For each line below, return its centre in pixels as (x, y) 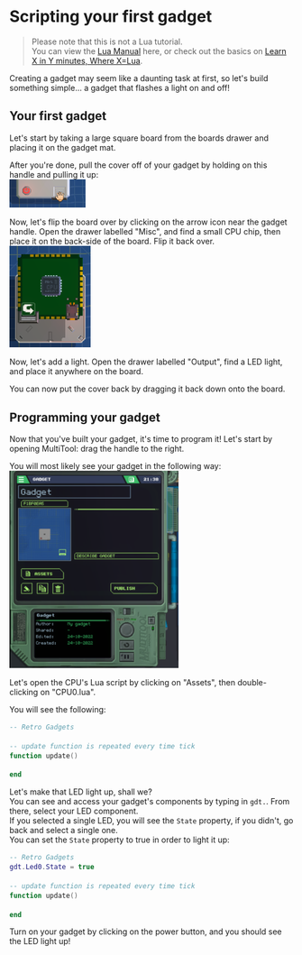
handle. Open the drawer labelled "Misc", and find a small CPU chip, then (145, 232)
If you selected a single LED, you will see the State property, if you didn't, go (151, 821)
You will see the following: (58, 710)
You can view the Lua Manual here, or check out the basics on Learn (159, 51)
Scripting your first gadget (111, 17)
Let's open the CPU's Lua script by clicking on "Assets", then (123, 683)
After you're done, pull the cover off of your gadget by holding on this (138, 165)
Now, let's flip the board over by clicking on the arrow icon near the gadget (148, 222)
